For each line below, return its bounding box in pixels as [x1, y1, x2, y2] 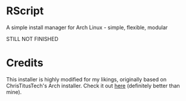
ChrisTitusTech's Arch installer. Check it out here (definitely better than [6, 82, 180, 89]
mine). [6, 88, 22, 96]
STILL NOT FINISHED [6, 35, 58, 42]
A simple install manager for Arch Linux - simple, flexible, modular [6, 24, 168, 31]
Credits [6, 56, 44, 70]
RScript [6, 4, 44, 18]
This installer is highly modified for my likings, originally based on [6, 75, 167, 83]
